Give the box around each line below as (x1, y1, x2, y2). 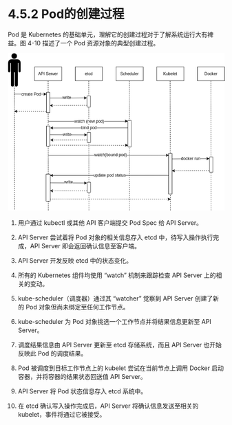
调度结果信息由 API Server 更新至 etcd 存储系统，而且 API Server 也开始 (17, 340, 222, 349)
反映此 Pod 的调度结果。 (17, 349, 87, 358)
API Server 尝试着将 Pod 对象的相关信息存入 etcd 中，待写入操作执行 (17, 233, 213, 241)
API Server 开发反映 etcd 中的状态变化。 (17, 256, 133, 265)
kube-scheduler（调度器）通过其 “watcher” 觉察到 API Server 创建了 (17, 294, 213, 303)
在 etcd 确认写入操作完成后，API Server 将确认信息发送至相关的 (17, 402, 199, 410)
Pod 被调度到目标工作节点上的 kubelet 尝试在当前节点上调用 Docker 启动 (17, 364, 224, 372)
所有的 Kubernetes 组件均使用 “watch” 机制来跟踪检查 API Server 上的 (17, 271, 216, 279)
